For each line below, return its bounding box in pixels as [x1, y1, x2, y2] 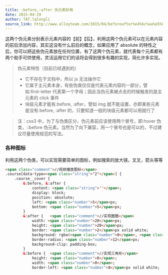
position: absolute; [31, 195, 75, 200]
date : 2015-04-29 [5, 12, 41, 17]
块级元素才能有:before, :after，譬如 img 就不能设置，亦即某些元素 [24, 101, 160, 107]
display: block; [31, 190, 66, 195]
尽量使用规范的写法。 [21, 131, 66, 137]
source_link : [5, 21, 32, 27]
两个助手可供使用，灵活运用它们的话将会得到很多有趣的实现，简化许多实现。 [5, 55, 163, 61]
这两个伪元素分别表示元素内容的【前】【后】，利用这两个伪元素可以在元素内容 [5, 36, 163, 42]
